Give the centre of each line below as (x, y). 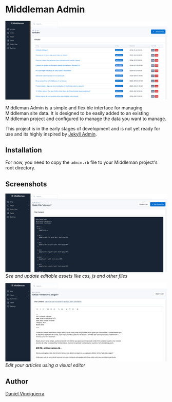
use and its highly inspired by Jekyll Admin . (51, 134)
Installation (24, 150)
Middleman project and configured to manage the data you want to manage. (86, 119)
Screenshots (26, 184)
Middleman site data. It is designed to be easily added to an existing (77, 113)
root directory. (21, 168)
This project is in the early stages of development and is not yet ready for (83, 128)
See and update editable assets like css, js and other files (66, 276)
